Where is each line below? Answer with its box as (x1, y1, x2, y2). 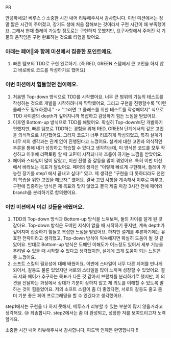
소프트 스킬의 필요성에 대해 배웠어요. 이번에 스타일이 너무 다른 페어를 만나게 (12, 260, 163, 267)
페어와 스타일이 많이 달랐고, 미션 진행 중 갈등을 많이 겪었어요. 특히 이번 (12, 157, 153, 163)
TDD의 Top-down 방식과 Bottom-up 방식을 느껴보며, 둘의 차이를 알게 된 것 (12, 215, 163, 222)
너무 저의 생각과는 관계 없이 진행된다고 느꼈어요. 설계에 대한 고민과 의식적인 (12, 138, 163, 144)
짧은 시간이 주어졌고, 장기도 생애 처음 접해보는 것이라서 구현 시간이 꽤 (10, 21, 148, 27)
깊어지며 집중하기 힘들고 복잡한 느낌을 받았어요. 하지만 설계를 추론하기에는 (12, 228, 160, 234)
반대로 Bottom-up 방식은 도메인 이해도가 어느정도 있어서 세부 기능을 (28, 241, 163, 247)
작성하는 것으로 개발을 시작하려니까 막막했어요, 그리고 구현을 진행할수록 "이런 (12, 100, 166, 106)
